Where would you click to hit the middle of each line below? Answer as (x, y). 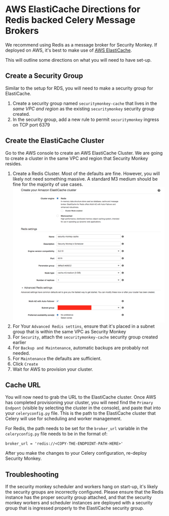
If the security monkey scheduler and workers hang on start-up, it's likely (82, 487)
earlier (19, 342)
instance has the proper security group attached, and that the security (78, 497)
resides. (14, 163)
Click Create (25, 364)
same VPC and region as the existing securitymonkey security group (83, 109)
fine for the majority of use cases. (48, 184)
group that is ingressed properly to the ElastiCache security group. (75, 508)
